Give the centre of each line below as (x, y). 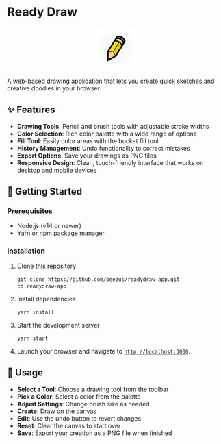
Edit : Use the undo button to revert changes (79, 418)
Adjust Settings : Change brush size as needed (83, 404)
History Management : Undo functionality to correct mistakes (103, 148)
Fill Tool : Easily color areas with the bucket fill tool (88, 140)
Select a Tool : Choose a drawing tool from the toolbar (93, 389)
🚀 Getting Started (45, 192)
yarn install (36, 312)
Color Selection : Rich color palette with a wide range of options (107, 134)
